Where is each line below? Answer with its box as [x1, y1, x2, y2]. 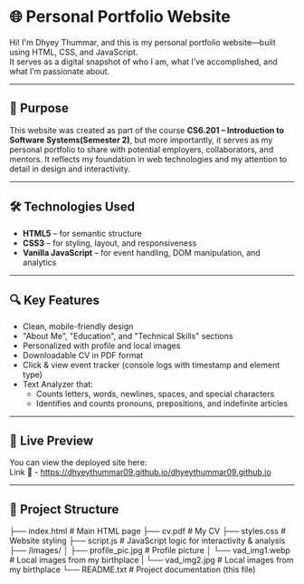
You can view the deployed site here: [9, 457, 147, 468]
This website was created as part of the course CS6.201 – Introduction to [9, 124, 285, 135]
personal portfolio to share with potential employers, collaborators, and [9, 143, 274, 155]
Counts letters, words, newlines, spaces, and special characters [35, 388, 275, 400]
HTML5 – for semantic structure [22, 228, 142, 238]
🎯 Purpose [9, 101, 70, 116]
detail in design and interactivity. [9, 163, 131, 174]
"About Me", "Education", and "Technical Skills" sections [22, 331, 233, 342]
